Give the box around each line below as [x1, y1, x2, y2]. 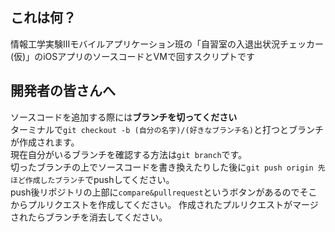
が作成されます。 [10, 136, 80, 148]
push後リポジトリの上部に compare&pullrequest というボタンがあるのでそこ [10, 186, 318, 198]
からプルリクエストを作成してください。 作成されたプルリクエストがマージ [10, 198, 319, 210]
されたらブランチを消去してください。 [10, 211, 168, 223]
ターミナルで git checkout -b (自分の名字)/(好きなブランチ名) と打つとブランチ [10, 123, 324, 135]
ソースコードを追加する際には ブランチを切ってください [10, 111, 238, 123]
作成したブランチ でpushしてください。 [24, 173, 175, 185]
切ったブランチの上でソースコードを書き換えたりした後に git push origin [10, 161, 314, 173]
